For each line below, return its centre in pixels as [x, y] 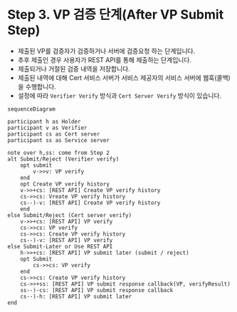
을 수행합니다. [37, 86]
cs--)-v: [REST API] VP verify [67, 240]
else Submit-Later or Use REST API [60, 246]
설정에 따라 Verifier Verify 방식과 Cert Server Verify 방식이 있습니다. [120, 95]
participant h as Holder [44, 121]
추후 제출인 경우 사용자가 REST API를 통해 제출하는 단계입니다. [105, 60]
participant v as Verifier [47, 128]
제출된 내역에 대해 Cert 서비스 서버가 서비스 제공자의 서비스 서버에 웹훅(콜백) [124, 77]
